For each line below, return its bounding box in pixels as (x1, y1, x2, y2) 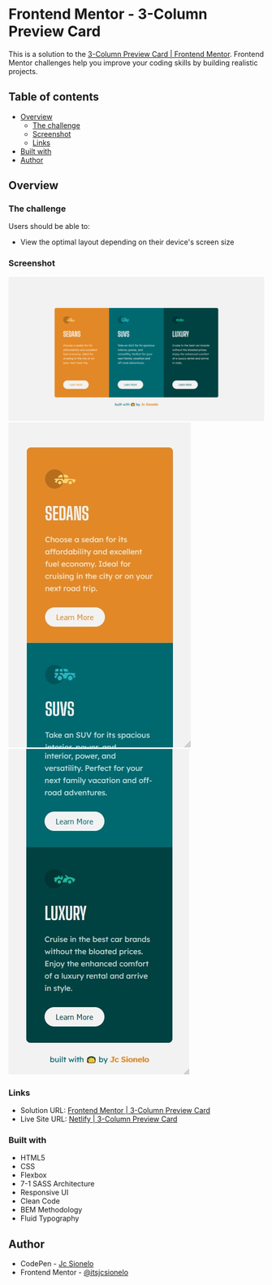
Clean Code (19, 1196, 61, 1206)
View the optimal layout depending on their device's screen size (19, 237, 235, 247)
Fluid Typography (19, 1213, 80, 1223)
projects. (8, 66, 38, 76)
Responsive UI (19, 1187, 69, 1198)
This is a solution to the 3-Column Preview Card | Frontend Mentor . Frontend (8, 49, 265, 59)
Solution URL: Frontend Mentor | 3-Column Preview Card (19, 1106, 211, 1116)
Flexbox (19, 1170, 47, 1180)
